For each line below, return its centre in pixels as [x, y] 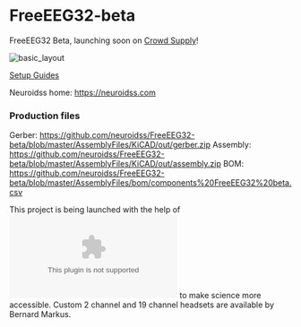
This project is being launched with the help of [95, 210]
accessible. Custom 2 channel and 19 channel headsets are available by [142, 305]
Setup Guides [34, 75]
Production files [45, 116]
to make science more [220, 296]
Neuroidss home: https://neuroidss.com [83, 92]
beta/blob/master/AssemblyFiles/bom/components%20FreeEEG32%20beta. [150, 183]
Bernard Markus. [40, 314]
